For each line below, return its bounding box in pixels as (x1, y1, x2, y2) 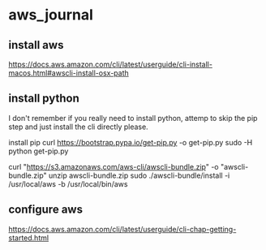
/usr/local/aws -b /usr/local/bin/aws (8, 179, 128, 188)
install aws (8, 38, 64, 52)
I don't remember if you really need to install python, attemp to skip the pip (8, 113, 258, 123)
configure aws (8, 203, 84, 217)
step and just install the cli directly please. (8, 122, 148, 131)
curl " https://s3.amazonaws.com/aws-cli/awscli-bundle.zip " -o (8, 162, 219, 171)
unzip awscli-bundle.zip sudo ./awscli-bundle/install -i (48, 170, 230, 180)
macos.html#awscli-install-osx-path (8, 68, 130, 78)
